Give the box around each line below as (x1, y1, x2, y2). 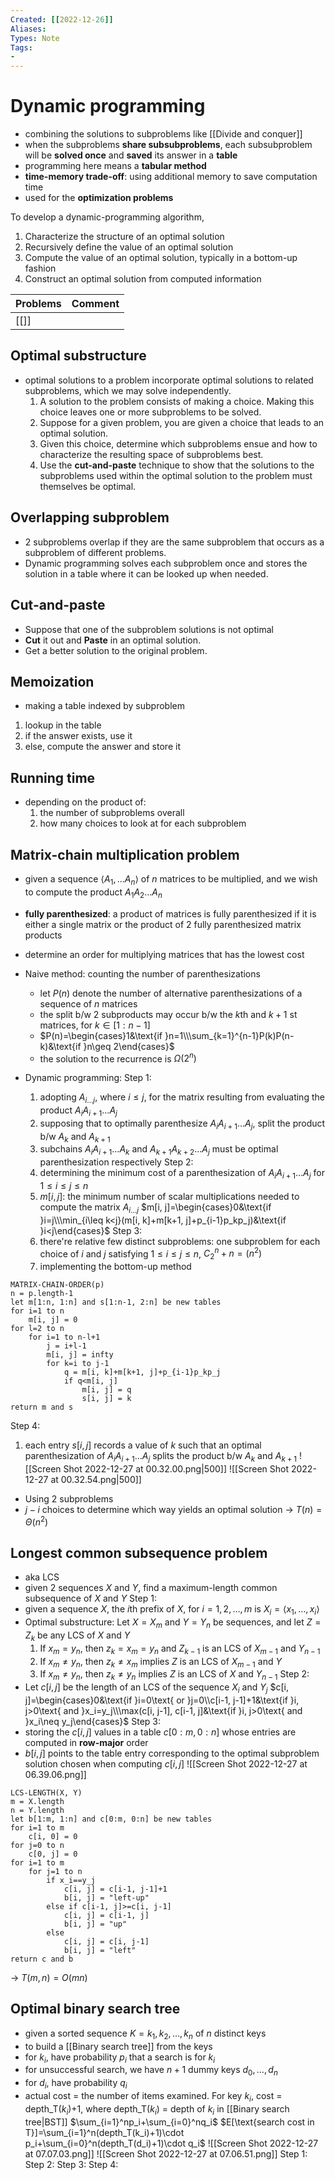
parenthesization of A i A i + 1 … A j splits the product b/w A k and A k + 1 (24, 1450, 298, 1465)
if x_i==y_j (46, 1876, 97, 1886)
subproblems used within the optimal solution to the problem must (39, 469, 313, 481)
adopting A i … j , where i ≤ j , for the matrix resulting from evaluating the (39, 1091, 325, 1105)
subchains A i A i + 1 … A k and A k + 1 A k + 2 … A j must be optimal (39, 1143, 279, 1158)
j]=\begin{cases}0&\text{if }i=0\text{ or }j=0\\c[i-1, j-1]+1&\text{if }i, (24, 1694, 300, 1706)
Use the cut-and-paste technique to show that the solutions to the (39, 459, 315, 471)
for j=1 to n (28, 1867, 83, 1877)
